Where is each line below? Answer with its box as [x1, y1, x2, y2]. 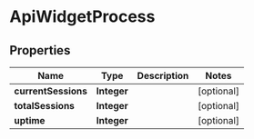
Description [137, 70, 189, 82]
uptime [14, 114, 46, 126]
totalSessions [14, 100, 76, 112]
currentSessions [14, 84, 88, 97]
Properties [9, 43, 71, 58]
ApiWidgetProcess [9, 6, 156, 27]
